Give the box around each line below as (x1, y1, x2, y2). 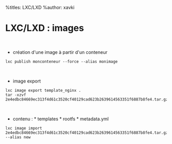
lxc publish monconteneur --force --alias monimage (5, 59, 118, 64)
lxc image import (5, 126, 42, 131)
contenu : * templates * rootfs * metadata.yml (12, 115, 109, 122)
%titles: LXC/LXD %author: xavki (5, 5, 75, 10)
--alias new (5, 134, 31, 140)
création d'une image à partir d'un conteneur (12, 49, 107, 55)
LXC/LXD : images (5, 23, 84, 34)
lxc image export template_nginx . (5, 88, 81, 93)
